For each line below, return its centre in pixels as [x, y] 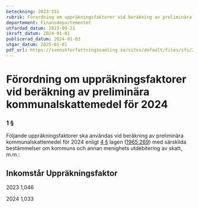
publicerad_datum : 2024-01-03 [44, 39]
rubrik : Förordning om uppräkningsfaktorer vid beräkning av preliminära [99, 17]
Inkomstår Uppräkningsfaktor [62, 173]
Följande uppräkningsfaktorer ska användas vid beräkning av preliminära [95, 136]
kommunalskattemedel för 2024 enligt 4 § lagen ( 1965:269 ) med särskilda [96, 142]
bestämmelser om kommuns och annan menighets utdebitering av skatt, [94, 148]
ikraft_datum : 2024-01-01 [38, 34]
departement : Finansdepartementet [49, 22]
